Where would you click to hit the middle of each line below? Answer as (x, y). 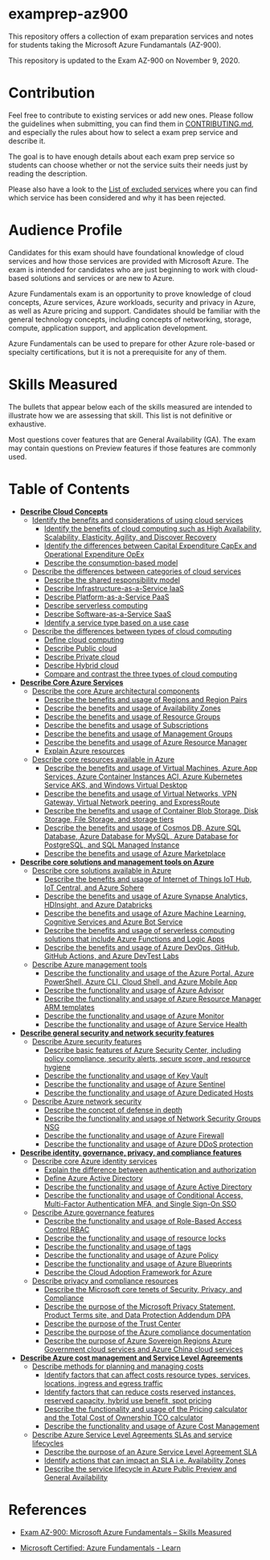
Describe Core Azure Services (72, 682)
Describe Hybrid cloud (81, 665)
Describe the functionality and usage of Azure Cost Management (151, 1426)
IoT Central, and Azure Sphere (94, 887)
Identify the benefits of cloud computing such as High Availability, (153, 529)
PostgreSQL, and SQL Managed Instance (112, 845)
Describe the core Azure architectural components (116, 691)
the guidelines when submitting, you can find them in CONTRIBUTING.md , (131, 123)
